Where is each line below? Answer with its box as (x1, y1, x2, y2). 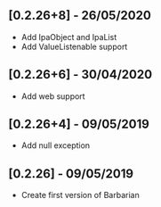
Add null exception (20, 140, 91, 151)
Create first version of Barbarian (20, 190, 140, 201)
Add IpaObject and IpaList (20, 31, 117, 42)
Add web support (20, 90, 85, 102)
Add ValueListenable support (20, 41, 128, 52)
